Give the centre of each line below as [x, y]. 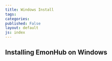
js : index [15, 32]
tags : [11, 14]
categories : [17, 19]
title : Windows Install [30, 10]
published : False [23, 23]
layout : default [22, 28]
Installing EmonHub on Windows [56, 52]
